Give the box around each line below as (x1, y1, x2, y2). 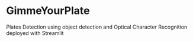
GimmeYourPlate (6, 4, 90, 17)
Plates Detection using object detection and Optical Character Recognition (6, 23, 188, 30)
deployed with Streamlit (6, 29, 64, 36)
